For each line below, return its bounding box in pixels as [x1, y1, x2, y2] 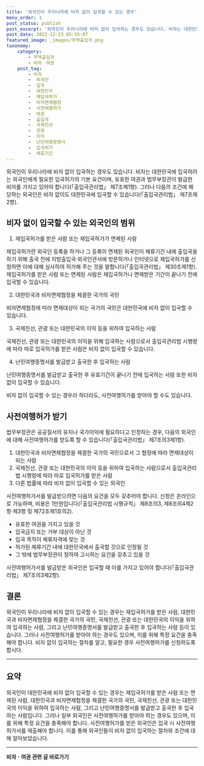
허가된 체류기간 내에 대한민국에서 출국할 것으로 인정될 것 [15, 543, 149, 551]
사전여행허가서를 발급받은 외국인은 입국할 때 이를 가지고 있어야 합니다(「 [6, 564, 175, 571]
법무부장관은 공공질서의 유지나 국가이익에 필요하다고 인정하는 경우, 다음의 [6, 428, 180, 436]
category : [17, 49, 42, 55]
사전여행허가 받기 [6, 411, 67, 422]
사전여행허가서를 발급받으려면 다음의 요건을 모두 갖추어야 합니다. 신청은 [6, 492, 175, 500]
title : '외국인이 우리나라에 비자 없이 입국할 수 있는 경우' [6, 9, 138, 15]
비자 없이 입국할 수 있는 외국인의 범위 [6, 217, 135, 228]
